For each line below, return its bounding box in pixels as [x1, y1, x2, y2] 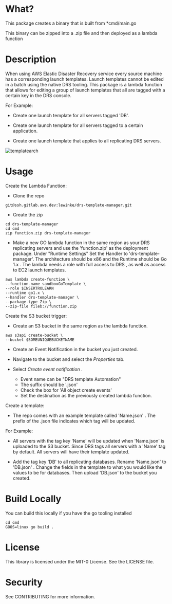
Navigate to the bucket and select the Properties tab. [12, 356, 125, 362]
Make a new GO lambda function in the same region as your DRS [12, 240, 150, 246]
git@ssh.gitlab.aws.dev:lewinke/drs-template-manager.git [5, 203, 132, 208]
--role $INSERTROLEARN [5, 286, 54, 291]
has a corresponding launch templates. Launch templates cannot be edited [5, 76, 164, 82]
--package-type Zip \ [5, 299, 52, 304]
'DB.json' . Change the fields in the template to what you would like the [12, 464, 163, 470]
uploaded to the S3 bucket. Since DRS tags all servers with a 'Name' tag [12, 443, 166, 449]
